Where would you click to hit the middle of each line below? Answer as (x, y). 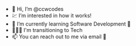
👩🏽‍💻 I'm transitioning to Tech (47, 30)
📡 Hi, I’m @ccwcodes (38, 9)
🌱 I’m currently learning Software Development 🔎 (71, 24)
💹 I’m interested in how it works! (51, 15)
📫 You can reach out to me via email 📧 (59, 37)
